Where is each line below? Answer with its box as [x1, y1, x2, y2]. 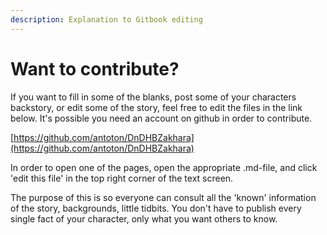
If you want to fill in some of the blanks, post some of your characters [10, 91, 297, 103]
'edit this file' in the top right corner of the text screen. [10, 172, 234, 184]
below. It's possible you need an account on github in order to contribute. [10, 112, 313, 124]
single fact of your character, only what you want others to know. [10, 212, 278, 225]
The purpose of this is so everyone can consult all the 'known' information [10, 191, 317, 203]
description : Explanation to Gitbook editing [10, 14, 203, 25]
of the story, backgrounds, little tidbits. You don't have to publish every [10, 202, 302, 214]
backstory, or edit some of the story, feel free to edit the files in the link [10, 101, 303, 113]
